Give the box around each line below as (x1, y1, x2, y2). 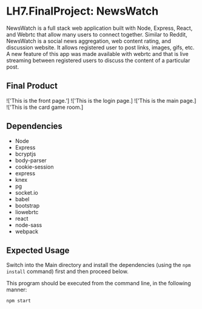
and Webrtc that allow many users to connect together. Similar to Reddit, (6, 30, 187, 38)
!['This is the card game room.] (6, 103, 84, 111)
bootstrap (15, 202, 40, 209)
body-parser (15, 156, 47, 164)
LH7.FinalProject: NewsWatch (6, 4, 159, 18)
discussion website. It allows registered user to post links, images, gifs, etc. (6, 44, 195, 51)
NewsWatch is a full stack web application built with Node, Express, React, (6, 24, 193, 32)
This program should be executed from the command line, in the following (6, 280, 191, 287)
